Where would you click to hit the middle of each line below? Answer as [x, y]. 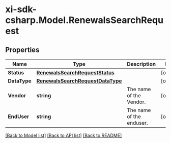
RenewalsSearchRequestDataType [79, 81]
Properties [22, 50]
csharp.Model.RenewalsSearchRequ [84, 20]
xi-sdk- [21, 9]
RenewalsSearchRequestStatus [75, 73]
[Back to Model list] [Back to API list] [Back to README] [64, 135]
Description [141, 64]
